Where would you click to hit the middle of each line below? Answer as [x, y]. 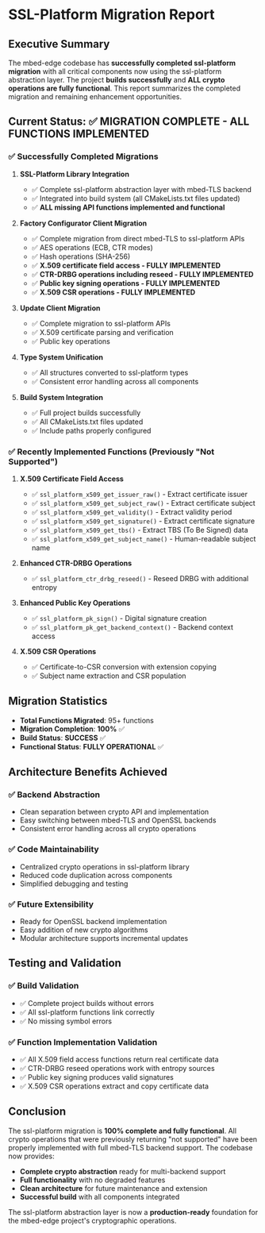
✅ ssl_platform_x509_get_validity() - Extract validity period [132, 512]
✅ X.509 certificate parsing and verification [103, 332]
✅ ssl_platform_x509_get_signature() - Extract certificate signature [143, 521]
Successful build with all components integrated [100, 1196]
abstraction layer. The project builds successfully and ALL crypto [117, 80]
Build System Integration [61, 397]
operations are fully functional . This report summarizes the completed [125, 88]
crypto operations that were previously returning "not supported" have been [133, 1139]
